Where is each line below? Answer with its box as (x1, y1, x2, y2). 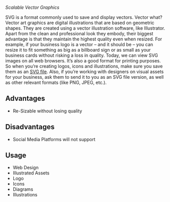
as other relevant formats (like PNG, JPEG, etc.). (5, 79, 107, 85)
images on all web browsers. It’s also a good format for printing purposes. (5, 58, 161, 63)
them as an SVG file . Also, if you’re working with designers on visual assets (5, 69, 164, 75)
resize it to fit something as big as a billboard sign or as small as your (5, 47, 151, 53)
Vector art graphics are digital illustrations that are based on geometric (5, 20, 155, 26)
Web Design (12, 165, 39, 171)
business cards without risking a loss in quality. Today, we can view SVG (5, 52, 158, 58)
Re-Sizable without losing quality (12, 107, 82, 114)
